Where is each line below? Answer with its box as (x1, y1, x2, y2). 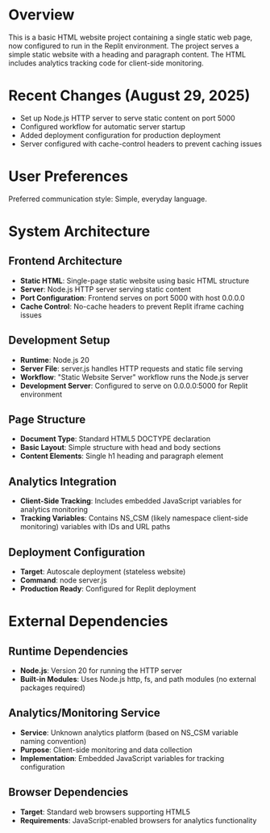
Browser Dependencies (8, 785, 129, 799)
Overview (8, 6, 75, 24)
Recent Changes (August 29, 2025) (8, 86, 251, 105)
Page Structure (8, 413, 86, 427)
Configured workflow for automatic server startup (19, 121, 185, 131)
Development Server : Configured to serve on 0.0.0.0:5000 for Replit (19, 381, 248, 390)
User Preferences (8, 167, 129, 186)
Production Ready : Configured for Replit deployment (19, 584, 197, 594)
